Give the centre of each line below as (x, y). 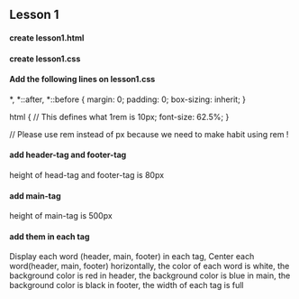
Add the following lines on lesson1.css (82, 79)
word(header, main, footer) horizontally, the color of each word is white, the (149, 266)
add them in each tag (50, 236)
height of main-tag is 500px (61, 216)
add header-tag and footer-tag (68, 155)
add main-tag (35, 196)
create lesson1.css (45, 59)
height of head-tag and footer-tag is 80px (87, 174)
